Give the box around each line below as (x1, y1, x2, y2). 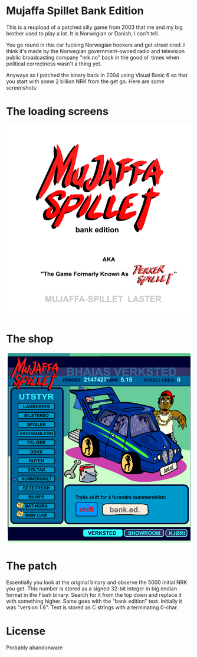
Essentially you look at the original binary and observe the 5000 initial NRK (6, 579, 188, 586)
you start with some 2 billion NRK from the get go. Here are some (6, 78, 165, 85)
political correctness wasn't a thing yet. (6, 60, 102, 67)
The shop (6, 332, 54, 346)
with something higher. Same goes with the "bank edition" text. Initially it (6, 597, 183, 605)
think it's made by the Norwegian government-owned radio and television (6, 47, 185, 54)
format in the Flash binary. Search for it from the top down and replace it (6, 591, 182, 598)
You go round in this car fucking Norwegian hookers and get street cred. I (6, 41, 185, 48)
